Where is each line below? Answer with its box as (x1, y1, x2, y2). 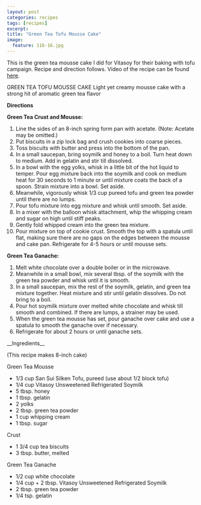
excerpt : (7, 25, 29, 32)
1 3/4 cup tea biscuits (15, 443, 69, 450)
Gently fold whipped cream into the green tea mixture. (15, 221, 150, 228)
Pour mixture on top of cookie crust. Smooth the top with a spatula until (15, 227, 193, 235)
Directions (7, 101, 34, 109)
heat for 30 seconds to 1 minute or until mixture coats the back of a (15, 176, 182, 183)
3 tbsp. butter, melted (15, 449, 70, 456)
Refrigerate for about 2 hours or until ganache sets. (15, 328, 143, 335)
